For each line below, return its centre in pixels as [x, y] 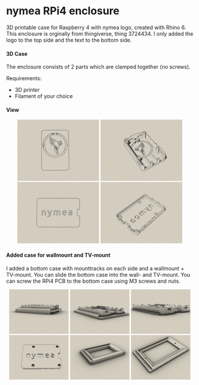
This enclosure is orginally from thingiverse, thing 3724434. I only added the [100, 33]
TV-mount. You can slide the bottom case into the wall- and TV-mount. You [98, 274]
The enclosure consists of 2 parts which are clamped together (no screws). [98, 67]
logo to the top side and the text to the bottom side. [69, 40]
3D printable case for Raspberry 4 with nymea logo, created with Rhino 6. [96, 27]
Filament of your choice [44, 96]
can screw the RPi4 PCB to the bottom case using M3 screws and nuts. [93, 281]
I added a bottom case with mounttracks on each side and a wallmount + [95, 268]
